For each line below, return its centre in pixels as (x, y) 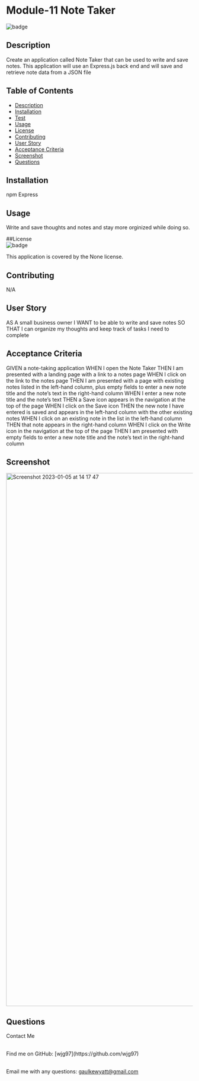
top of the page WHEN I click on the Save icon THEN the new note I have (95, 406)
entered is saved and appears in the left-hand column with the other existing (99, 412)
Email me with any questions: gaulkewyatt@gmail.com (72, 1072)
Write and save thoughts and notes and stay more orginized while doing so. (98, 227)
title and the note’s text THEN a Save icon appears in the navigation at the (96, 399)
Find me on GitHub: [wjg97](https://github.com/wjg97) (73, 1054)
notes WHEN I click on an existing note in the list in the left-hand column (94, 418)
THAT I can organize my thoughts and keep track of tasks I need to (88, 329)
